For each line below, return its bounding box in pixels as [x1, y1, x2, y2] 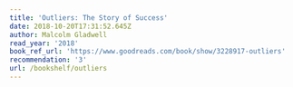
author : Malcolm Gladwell [9, 30, 107, 39]
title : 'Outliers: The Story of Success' [9, 13, 169, 23]
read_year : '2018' [9, 38, 79, 48]
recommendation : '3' [9, 55, 88, 64]
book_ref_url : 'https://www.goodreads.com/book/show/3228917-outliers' [9, 47, 286, 56]
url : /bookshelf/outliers [9, 64, 107, 73]
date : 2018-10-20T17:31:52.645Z [9, 22, 132, 31]
